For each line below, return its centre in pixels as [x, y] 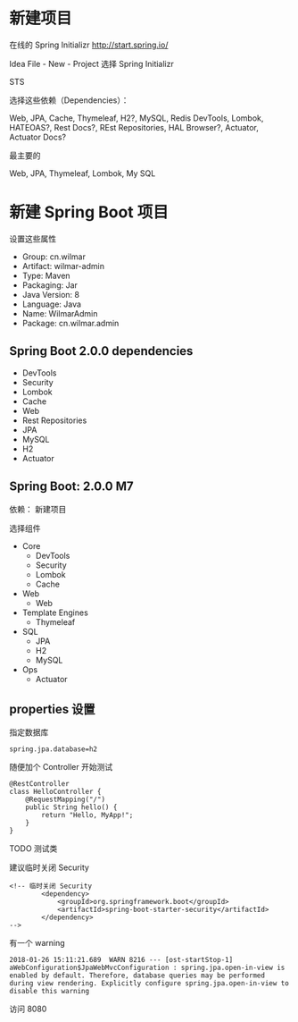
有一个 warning [37, 943]
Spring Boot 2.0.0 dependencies [101, 351]
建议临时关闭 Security [49, 867]
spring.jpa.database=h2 [54, 749]
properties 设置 [52, 709]
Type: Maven [46, 275]
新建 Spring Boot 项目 [89, 212]
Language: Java [52, 304]
